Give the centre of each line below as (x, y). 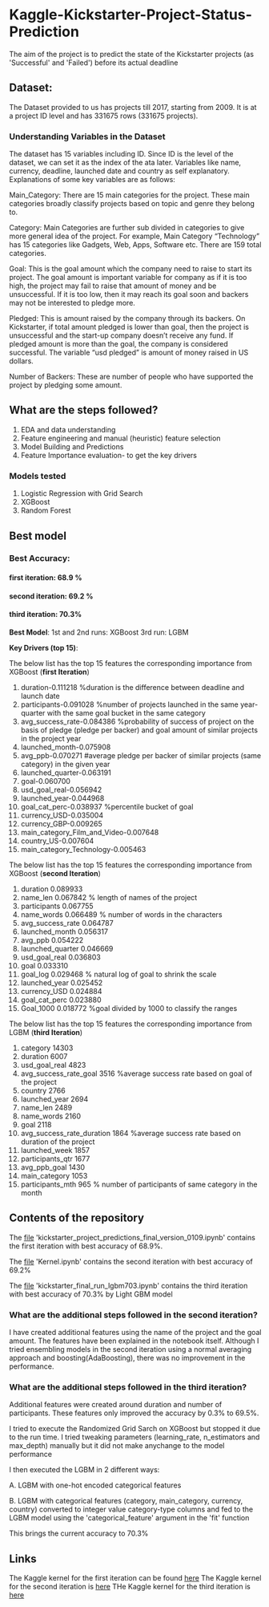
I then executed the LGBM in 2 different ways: (84, 1470)
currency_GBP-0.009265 (61, 823)
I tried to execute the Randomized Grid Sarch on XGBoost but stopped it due (135, 1429)
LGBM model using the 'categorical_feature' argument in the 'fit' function (129, 1518)
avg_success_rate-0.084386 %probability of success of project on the (137, 721)
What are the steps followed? (84, 410)
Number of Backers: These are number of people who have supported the (131, 377)
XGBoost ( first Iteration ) (50, 672)
